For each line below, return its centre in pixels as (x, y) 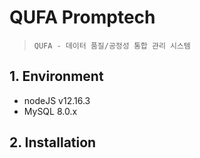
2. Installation (53, 142)
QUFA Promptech (82, 17)
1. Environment (56, 76)
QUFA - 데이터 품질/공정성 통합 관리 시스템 (112, 46)
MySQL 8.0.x (50, 111)
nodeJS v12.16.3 (57, 100)
